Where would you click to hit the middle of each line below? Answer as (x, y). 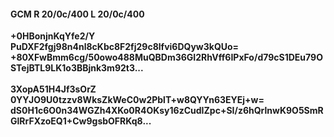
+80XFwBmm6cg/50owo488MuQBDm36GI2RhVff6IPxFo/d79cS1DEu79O (166, 57)
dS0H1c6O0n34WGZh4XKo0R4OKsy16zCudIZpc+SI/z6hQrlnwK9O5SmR (167, 111)
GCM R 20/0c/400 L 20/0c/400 (77, 14)
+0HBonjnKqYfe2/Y (53, 36)
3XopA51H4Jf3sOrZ (53, 89)
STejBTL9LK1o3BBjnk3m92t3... (77, 68)
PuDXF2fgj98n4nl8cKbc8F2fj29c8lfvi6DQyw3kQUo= (125, 47)
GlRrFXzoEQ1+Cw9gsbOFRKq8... (81, 121)
